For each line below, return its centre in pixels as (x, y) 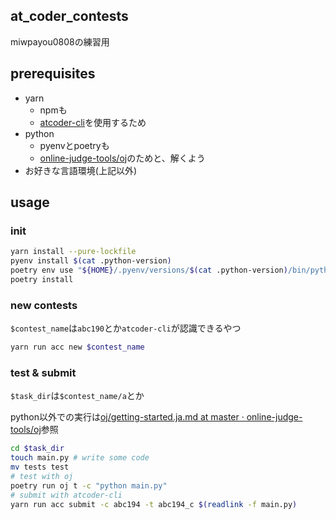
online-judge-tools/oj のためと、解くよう (122, 158)
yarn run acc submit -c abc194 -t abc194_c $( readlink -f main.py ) (154, 504)
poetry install (42, 279)
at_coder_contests (69, 16)
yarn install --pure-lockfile (73, 252)
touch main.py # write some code (80, 458)
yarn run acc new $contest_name (77, 347)
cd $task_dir (37, 449)
